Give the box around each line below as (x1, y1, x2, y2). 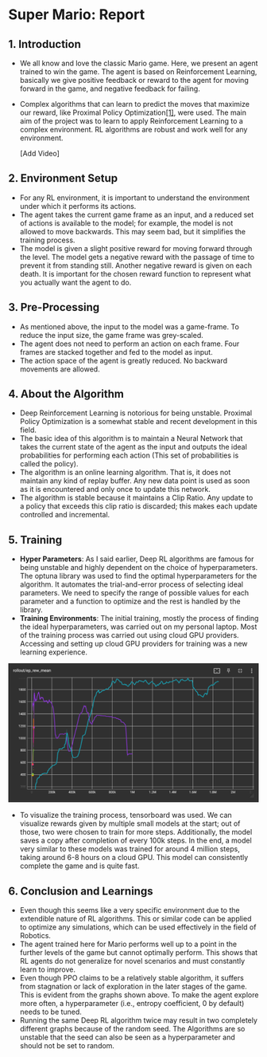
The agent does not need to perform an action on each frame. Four (19, 339, 240, 348)
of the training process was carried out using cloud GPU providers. (19, 631, 240, 640)
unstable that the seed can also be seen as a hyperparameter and (19, 1032, 236, 1042)
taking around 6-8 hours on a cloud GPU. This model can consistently (19, 853, 249, 862)
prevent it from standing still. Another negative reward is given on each (19, 261, 253, 270)
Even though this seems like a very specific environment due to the (19, 906, 240, 915)
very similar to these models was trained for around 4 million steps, (19, 844, 240, 854)
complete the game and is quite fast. (19, 861, 140, 870)
